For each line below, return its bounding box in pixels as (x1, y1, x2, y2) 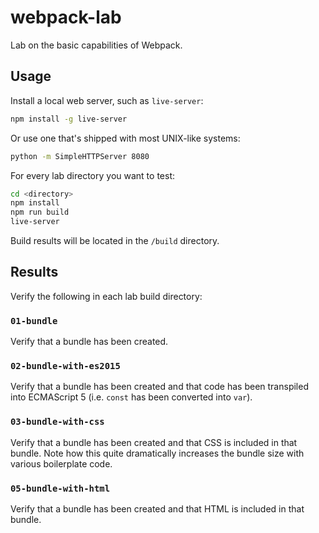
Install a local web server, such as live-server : (10, 94, 204, 106)
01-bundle (10, 315, 58, 326)
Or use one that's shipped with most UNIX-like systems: (10, 132, 241, 144)
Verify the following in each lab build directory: (10, 290, 203, 302)
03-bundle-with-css (10, 416, 105, 428)
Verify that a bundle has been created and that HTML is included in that (10, 503, 305, 515)
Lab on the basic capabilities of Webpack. (10, 39, 183, 51)
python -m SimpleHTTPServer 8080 (10, 151, 150, 161)
